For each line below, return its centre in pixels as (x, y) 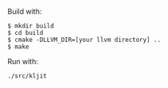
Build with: (25, 11)
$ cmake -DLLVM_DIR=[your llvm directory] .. (84, 40)
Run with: (23, 61)
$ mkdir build (31, 26)
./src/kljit (27, 76)
